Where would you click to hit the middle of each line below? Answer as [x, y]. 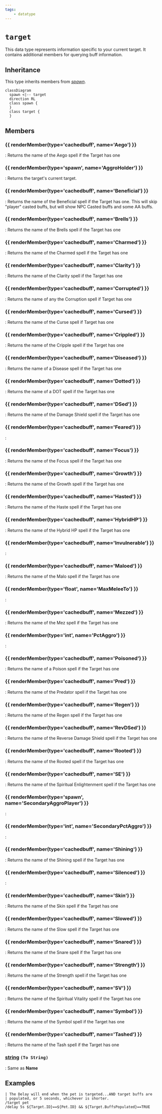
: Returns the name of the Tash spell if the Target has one [62, 1045]
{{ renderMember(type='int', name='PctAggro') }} [65, 635]
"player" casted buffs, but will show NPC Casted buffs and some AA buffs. [79, 207]
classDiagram [18, 91]
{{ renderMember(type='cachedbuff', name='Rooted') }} [73, 751]
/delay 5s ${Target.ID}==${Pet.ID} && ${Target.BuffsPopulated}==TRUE [78, 1107]
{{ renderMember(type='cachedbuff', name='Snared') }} [73, 942]
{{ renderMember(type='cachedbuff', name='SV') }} [68, 988]
